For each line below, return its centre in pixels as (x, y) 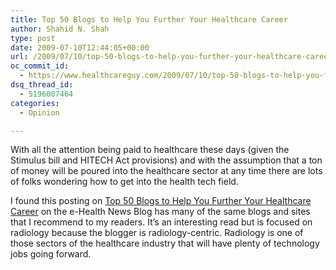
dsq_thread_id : (42, 85)
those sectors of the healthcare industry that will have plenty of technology (165, 243)
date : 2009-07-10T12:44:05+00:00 (80, 47)
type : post (33, 38)
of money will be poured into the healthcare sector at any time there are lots (166, 171)
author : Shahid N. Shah (60, 29)
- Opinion (39, 112)
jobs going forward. (51, 254)
